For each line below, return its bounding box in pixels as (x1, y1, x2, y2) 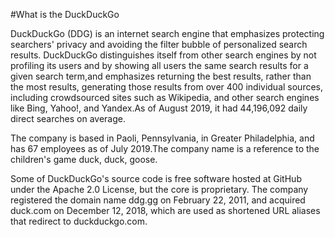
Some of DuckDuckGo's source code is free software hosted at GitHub (10, 173, 302, 184)
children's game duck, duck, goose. (10, 154, 158, 165)
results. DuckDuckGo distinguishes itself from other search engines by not (10, 49, 317, 61)
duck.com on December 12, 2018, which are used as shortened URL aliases (10, 205, 321, 216)
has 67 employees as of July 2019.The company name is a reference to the (10, 143, 320, 154)
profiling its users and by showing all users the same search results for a (10, 60, 309, 71)
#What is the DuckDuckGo (10, 9, 120, 20)
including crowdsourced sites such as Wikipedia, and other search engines (10, 92, 320, 103)
